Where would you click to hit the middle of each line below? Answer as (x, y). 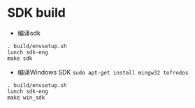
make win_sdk (26, 98)
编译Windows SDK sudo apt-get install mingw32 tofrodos (103, 72)
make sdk (20, 58)
